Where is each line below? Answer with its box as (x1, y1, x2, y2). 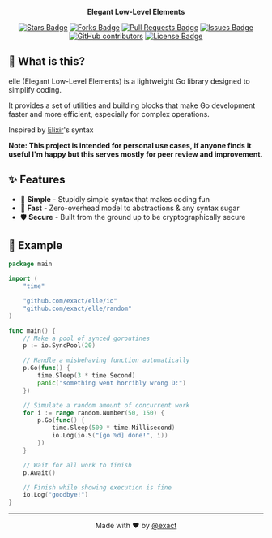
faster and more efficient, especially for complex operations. (8, 109, 210, 118)
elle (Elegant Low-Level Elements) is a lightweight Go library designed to (8, 76, 251, 86)
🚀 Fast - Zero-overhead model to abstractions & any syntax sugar (19, 203, 240, 213)
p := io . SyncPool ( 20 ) (23, 342, 96, 350)
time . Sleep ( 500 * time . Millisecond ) (51, 424, 176, 433)
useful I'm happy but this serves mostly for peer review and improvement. (8, 149, 263, 159)
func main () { (8, 326, 57, 335)
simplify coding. (8, 84, 62, 94)
